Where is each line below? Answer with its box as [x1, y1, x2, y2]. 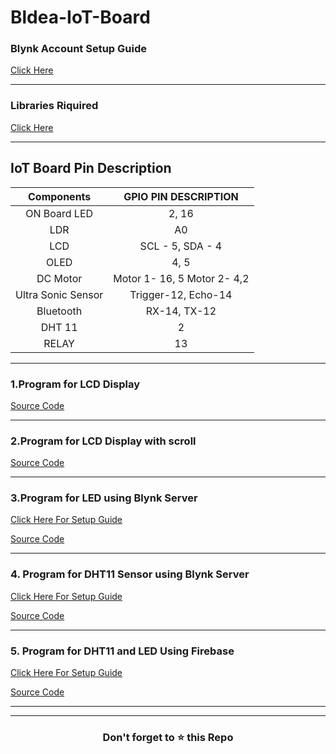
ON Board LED [25, 206, 94, 220]
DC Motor [36, 271, 83, 285]
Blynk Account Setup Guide [10, 42, 147, 56]
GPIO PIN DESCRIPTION [123, 189, 239, 203]
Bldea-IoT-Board [10, 6, 151, 29]
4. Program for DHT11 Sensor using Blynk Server [10, 567, 250, 581]
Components [27, 189, 92, 203]
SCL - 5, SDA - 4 [139, 239, 223, 253]
